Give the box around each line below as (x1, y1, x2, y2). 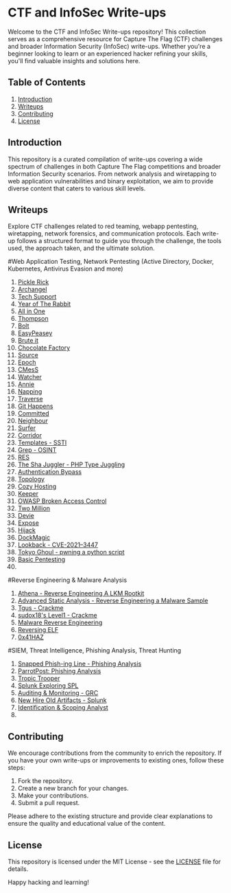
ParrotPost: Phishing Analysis (17, 667, 101, 675)
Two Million (17, 504, 51, 512)
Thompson (17, 315, 49, 323)
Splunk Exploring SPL (17, 681, 79, 690)
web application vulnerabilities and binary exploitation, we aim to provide (8, 177, 214, 185)
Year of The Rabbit (17, 300, 71, 308)
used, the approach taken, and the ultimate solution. (8, 244, 155, 252)
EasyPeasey (17, 329, 53, 337)
